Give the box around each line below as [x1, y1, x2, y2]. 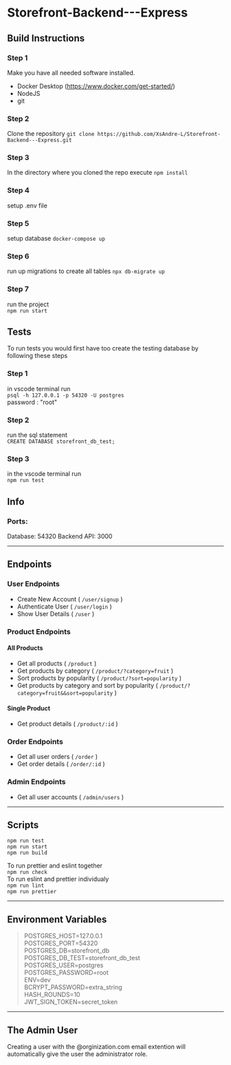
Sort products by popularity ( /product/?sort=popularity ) [16, 674, 182, 682]
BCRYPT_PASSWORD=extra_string [23, 983, 122, 991]
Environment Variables [7, 913, 107, 925]
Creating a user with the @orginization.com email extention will [7, 1043, 186, 1051]
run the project [7, 300, 49, 308]
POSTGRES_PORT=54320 [23, 939, 98, 948]
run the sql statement [7, 431, 67, 439]
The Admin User [7, 1024, 78, 1036]
